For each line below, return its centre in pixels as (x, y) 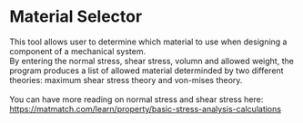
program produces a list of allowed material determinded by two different (146, 71)
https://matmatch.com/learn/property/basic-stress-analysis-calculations (146, 109)
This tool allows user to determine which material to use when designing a (148, 42)
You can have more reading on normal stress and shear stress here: (136, 99)
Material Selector (76, 17)
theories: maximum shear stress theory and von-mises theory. (126, 80)
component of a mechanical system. (78, 51)
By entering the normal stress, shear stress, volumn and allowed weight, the (151, 61)
